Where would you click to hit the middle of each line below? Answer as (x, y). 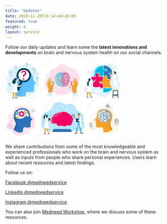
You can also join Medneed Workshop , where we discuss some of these (81, 212)
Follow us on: (19, 173)
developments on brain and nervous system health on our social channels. (84, 53)
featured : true (21, 21)
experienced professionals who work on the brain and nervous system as (82, 152)
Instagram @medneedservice (36, 202)
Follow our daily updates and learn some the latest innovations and (76, 47)
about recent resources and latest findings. (50, 163)
